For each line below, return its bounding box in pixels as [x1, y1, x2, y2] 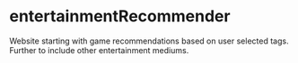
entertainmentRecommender [9, 6, 231, 27]
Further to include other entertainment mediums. [9, 44, 189, 55]
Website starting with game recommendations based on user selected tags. [9, 35, 289, 46]
